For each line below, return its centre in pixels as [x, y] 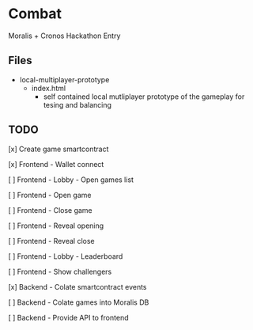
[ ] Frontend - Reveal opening [56, 226]
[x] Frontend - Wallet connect [56, 164]
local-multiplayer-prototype [64, 79]
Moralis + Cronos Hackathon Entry [64, 36]
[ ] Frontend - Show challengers [60, 271]
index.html [48, 88]
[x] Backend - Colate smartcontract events [78, 286]
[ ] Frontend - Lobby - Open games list [71, 180]
